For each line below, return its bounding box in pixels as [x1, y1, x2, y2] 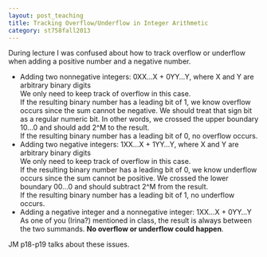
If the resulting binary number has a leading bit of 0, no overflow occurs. [19, 131, 258, 141]
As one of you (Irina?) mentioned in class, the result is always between [19, 216, 253, 225]
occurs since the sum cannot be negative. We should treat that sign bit [19, 106, 253, 115]
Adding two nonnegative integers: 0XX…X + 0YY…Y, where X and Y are [19, 72, 254, 82]
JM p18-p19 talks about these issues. [8, 239, 130, 249]
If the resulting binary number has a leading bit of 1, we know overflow [19, 97, 251, 107]
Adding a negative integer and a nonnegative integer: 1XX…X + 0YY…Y [19, 208, 253, 217]
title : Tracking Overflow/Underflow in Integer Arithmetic [8, 19, 209, 27]
